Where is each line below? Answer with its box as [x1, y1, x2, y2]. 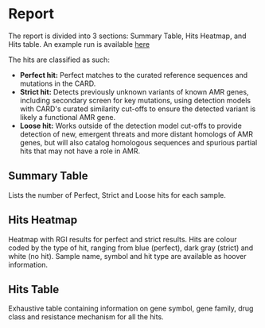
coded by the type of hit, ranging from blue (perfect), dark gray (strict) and [8, 243, 254, 253]
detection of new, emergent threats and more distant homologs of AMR [19, 129, 253, 139]
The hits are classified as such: [8, 55, 110, 64]
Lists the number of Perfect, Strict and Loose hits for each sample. [8, 190, 227, 199]
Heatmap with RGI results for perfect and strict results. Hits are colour [8, 234, 237, 244]
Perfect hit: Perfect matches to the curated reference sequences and [19, 70, 248, 79]
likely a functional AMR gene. [19, 112, 116, 122]
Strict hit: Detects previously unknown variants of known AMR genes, [19, 87, 249, 96]
